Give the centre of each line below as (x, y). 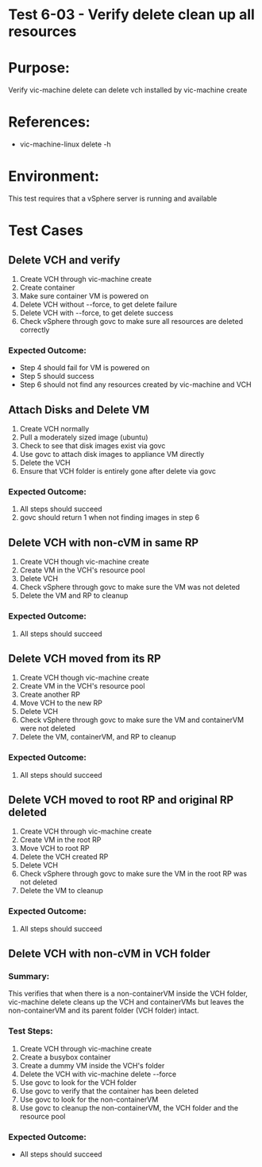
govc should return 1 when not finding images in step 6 (110, 517)
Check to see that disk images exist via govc (92, 446)
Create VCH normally (54, 429)
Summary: (29, 977)
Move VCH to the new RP (61, 703)
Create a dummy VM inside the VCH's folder (92, 1065)
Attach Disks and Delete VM (79, 410)
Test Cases (46, 230)
